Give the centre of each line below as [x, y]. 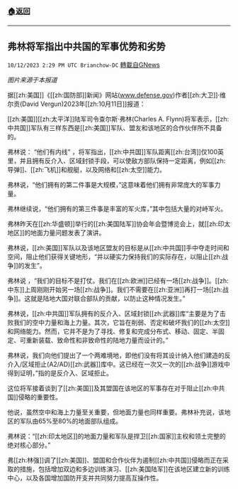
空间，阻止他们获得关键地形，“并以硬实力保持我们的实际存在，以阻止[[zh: [115, 257]
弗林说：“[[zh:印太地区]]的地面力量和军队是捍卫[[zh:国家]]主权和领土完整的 [117, 436]
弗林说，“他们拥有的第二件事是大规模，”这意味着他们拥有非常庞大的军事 [111, 185]
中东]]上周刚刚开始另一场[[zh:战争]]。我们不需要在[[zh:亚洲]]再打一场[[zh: [115, 290]
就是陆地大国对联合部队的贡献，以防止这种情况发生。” [108, 299]
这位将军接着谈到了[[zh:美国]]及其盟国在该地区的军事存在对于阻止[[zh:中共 [116, 388]
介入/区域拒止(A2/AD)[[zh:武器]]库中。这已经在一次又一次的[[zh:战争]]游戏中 [119, 365]
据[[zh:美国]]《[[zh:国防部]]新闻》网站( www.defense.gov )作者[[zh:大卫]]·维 [117, 95]
